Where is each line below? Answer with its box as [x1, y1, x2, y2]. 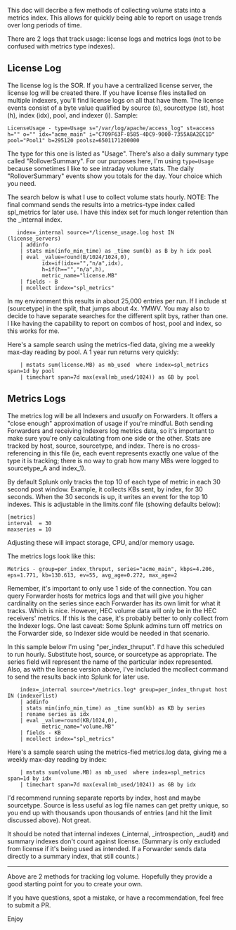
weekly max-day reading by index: [7, 755, 107, 763]
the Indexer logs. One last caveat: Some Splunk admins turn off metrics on [7, 621, 223, 629]
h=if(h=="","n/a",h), [41, 265, 105, 273]
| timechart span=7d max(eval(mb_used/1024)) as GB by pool [20, 373, 199, 381]
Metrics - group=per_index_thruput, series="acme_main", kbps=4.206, [7, 565, 216, 572]
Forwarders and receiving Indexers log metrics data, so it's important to [7, 426, 214, 435]
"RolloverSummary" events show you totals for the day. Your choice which [7, 172, 223, 180]
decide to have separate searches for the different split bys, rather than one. [7, 311, 228, 320]
